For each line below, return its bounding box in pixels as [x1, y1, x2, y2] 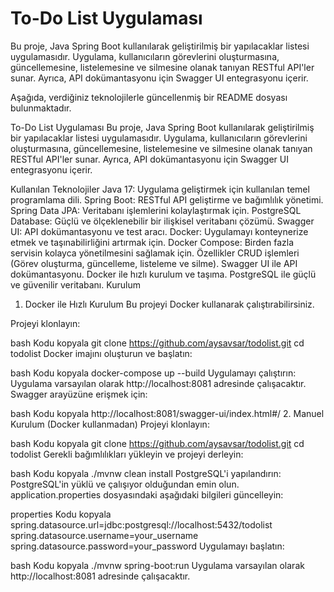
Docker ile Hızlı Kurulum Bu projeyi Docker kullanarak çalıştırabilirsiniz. [24, 298, 315, 310]
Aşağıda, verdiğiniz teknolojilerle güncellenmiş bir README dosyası [10, 91, 288, 103]
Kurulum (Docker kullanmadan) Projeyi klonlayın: [10, 418, 210, 430]
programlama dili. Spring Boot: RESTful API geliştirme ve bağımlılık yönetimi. [10, 193, 324, 206]
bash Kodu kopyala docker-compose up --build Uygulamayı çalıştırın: [10, 367, 297, 379]
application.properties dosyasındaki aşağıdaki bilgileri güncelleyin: [10, 488, 284, 501]
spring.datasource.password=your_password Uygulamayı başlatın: [10, 540, 285, 552]
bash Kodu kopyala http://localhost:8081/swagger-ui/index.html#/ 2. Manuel [10, 407, 325, 419]
